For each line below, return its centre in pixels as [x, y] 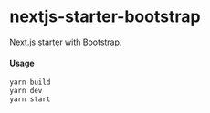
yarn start [30, 99]
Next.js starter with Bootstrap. [66, 42]
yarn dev [26, 91]
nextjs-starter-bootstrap [105, 17]
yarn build [30, 82]
